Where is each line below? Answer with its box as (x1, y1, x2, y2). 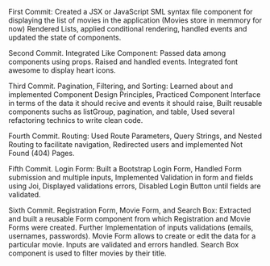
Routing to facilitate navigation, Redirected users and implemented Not (8, 140, 243, 149)
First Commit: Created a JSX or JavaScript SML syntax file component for (8, 7, 253, 16)
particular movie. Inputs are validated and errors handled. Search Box (8, 240, 239, 249)
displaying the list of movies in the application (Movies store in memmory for (8, 15, 262, 25)
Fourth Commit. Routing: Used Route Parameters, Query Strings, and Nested (8, 131, 263, 141)
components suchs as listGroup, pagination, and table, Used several (8, 107, 235, 116)
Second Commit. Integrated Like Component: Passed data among (8, 49, 226, 57)
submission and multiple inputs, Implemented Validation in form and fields (8, 173, 254, 182)
